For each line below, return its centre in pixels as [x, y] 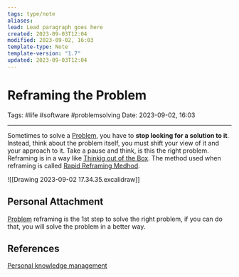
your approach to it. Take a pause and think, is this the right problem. [108, 151]
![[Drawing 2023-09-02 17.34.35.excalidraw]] [74, 179]
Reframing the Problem [77, 95]
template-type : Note [38, 47]
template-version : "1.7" [44, 54]
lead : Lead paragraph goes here [55, 27]
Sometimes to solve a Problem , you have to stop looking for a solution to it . [118, 135]
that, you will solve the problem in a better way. [76, 226]
